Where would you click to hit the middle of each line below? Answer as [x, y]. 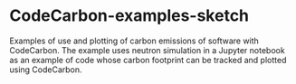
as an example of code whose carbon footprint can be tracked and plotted [148, 60]
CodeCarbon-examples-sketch [129, 16]
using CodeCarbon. [46, 70]
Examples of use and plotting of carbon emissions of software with [134, 41]
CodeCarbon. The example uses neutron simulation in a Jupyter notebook [147, 50]
